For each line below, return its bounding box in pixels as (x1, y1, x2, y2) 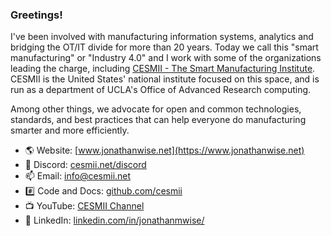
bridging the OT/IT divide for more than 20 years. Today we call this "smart (10, 41, 319, 53)
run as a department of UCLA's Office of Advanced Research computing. (10, 84, 312, 96)
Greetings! (10, 8, 63, 22)
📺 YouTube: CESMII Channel (24, 200, 145, 212)
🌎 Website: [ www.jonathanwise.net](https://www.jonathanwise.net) (24, 144, 305, 157)
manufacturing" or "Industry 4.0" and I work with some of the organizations (10, 52, 322, 64)
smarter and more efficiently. (10, 124, 130, 137)
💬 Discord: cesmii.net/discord (24, 159, 147, 171)
